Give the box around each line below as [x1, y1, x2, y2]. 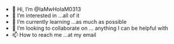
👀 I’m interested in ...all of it [11, 12, 79, 19]
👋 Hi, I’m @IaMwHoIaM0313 [11, 6, 81, 12]
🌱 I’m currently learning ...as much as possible [11, 18, 127, 25]
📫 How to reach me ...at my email [11, 32, 96, 38]
